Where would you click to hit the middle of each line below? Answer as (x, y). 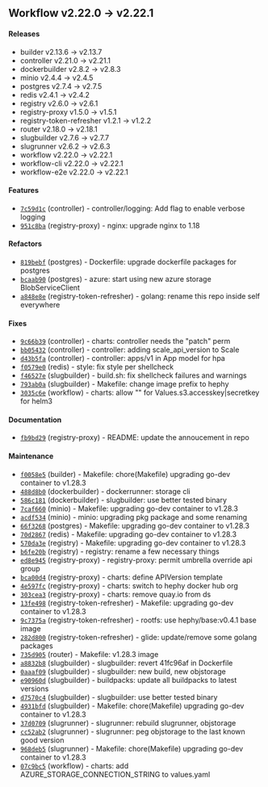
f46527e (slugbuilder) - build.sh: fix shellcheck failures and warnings (134, 375)
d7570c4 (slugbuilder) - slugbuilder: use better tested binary (119, 697)
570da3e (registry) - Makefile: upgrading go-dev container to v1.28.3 (133, 542)
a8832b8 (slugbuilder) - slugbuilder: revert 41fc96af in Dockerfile (126, 663)
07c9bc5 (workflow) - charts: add (74, 765)
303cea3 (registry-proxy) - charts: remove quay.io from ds (115, 594)
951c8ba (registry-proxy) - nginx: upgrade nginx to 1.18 (110, 225)
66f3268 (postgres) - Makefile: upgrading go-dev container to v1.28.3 (135, 525)
